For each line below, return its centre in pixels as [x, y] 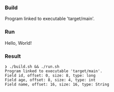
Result [13, 56]
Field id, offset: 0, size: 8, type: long [50, 75]
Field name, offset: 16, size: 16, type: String [57, 84]
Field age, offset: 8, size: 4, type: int [50, 80]
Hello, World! [18, 43]
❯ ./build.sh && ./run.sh [32, 67]
